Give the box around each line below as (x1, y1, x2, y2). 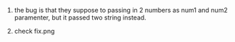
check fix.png (14, 27, 55, 35)
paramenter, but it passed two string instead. (14, 13, 146, 22)
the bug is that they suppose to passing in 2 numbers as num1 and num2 (14, 6, 228, 14)
